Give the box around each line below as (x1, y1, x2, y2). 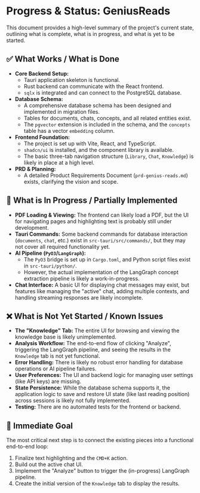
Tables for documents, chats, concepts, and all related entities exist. (23, 114, 192, 121)
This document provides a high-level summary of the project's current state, (6, 24, 194, 31)
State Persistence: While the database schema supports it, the (14, 384, 170, 391)
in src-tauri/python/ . (23, 262, 77, 269)
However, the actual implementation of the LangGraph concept (23, 268, 179, 276)
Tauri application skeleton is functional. (23, 76, 121, 83)
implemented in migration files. (23, 108, 100, 115)
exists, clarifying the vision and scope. (23, 178, 118, 185)
